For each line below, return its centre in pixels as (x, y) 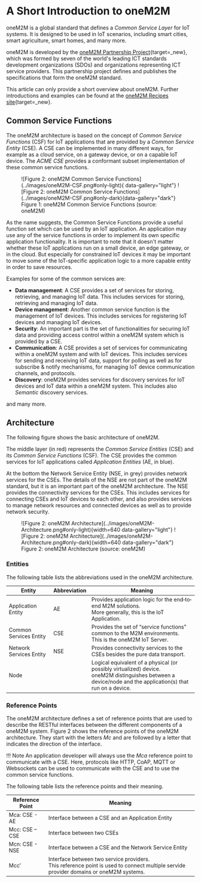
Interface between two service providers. (99, 859)
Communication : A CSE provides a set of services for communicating (101, 348)
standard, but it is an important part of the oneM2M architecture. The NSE (97, 486)
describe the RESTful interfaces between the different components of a (94, 725)
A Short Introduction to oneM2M (88, 11)
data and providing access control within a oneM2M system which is (99, 335)
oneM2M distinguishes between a (133, 675)
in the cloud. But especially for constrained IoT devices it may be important (98, 254)
